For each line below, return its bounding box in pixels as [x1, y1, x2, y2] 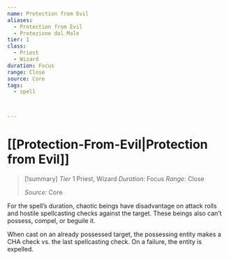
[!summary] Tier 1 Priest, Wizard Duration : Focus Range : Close [24, 175, 205, 183]
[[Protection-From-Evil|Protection [7, 137, 208, 152]
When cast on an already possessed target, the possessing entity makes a [7, 230, 221, 238]
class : [7, 43, 27, 50]
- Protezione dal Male [13, 29, 80, 37]
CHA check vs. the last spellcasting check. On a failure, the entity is [7, 238, 202, 246]
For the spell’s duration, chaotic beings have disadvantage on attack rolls [7, 202, 217, 210]
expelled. [7, 245, 34, 254]
